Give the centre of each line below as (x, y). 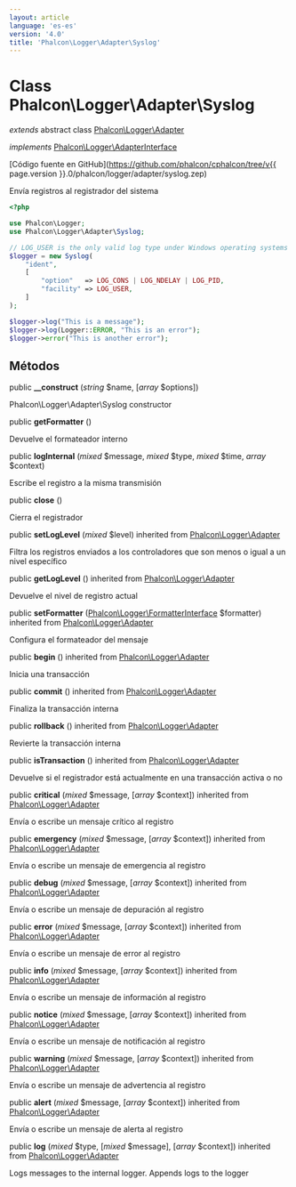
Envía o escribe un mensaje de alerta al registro (96, 1129)
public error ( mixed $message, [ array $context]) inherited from (125, 927)
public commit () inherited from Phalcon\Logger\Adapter (113, 691)
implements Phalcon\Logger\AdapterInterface (93, 147)
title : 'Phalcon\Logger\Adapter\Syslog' (85, 42)
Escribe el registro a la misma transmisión (85, 483)
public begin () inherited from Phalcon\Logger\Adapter (109, 657)
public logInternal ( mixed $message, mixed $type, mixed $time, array (138, 456)
